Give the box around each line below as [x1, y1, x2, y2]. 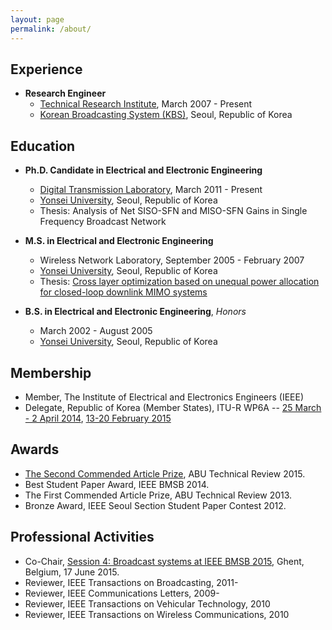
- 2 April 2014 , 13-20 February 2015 [24, 412, 172, 424]
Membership [10, 364, 92, 381]
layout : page [10, 14, 65, 25]
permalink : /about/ [10, 24, 92, 34]
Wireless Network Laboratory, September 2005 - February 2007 [39, 254, 305, 266]
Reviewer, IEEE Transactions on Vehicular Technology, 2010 [24, 597, 271, 610]
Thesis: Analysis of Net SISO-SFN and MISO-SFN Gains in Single [39, 205, 308, 217]
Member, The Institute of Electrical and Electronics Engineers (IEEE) [24, 391, 305, 403]
